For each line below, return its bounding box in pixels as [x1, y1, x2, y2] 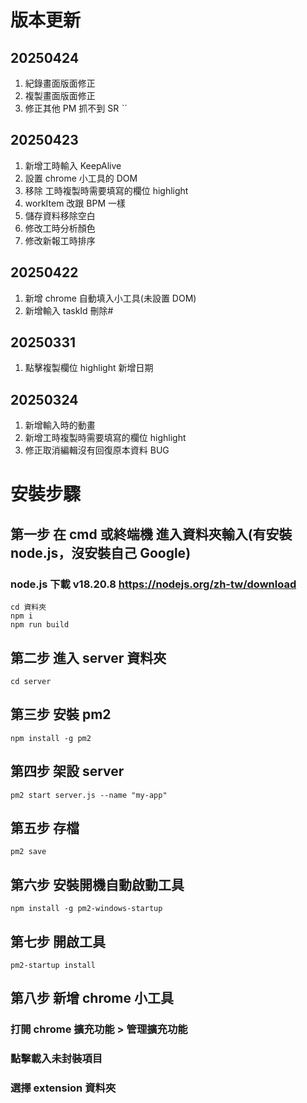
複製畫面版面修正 [24, 90, 96, 101]
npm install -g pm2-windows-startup [10, 904, 163, 914]
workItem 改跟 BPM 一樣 [24, 197, 126, 209]
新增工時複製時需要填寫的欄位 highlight [24, 432, 187, 444]
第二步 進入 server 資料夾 [10, 649, 167, 666]
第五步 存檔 [10, 819, 80, 836]
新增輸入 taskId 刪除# [24, 304, 114, 316]
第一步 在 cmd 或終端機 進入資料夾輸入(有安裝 [10, 526, 293, 543]
